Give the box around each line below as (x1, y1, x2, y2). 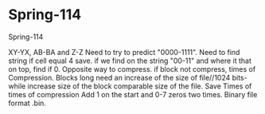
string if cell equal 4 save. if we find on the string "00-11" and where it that (8, 56, 252, 65)
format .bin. (8, 98, 46, 108)
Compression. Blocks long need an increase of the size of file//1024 (8, 73, 231, 82)
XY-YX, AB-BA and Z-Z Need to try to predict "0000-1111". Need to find (8, 47, 240, 57)
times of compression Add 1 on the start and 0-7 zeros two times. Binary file (8, 89, 258, 99)
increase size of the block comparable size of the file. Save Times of (27, 81, 252, 91)
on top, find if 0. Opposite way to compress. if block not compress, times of (8, 64, 256, 73)
